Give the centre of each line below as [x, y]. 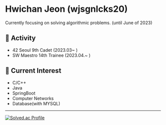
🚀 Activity [21, 38]
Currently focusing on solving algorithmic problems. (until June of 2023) [79, 23]
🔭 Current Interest [33, 71]
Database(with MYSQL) [36, 103]
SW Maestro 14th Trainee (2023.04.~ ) [51, 55]
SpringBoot [24, 93]
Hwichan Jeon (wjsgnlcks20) [66, 9]
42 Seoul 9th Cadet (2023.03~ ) [45, 50]
